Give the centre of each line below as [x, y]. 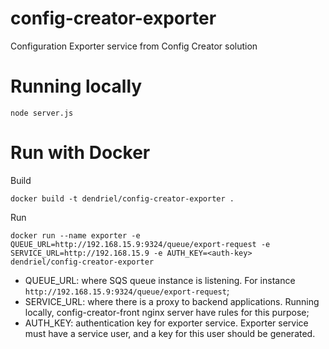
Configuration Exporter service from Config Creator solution [134, 46]
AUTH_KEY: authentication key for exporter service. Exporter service [166, 323]
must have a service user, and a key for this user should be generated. [170, 333]
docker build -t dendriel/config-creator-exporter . [122, 198]
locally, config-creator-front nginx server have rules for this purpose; [167, 312]
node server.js [42, 113]
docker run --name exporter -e [75, 235]
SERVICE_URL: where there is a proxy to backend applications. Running [172, 301]
